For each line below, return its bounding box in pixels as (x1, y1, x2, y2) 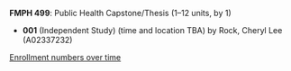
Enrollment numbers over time (9, 52, 122, 62)
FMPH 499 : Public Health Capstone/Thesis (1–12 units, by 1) (9, 8, 232, 18)
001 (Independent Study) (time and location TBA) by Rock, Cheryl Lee (22, 25, 283, 35)
